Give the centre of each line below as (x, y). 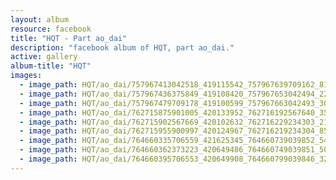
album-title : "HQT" (51, 66)
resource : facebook (51, 29)
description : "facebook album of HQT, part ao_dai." (122, 47)
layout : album (40, 19)
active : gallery (44, 57)
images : (26, 76)
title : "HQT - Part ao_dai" (69, 38)
